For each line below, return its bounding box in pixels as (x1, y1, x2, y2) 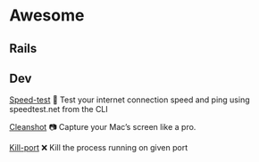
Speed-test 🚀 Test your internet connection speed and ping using (9, 94, 250, 105)
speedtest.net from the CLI (9, 104, 109, 115)
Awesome (9, 5, 85, 26)
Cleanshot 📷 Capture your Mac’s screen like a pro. (9, 122, 196, 133)
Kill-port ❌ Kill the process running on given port (9, 142, 188, 153)
